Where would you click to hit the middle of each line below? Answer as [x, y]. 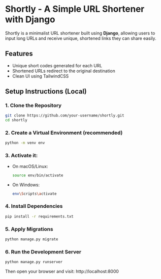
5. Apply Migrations [29, 229]
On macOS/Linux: [30, 166]
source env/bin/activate [38, 175]
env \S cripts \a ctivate [34, 194]
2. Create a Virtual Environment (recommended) [64, 133]
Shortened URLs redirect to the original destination [64, 71]
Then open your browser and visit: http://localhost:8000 [62, 271]
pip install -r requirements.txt [39, 216]
